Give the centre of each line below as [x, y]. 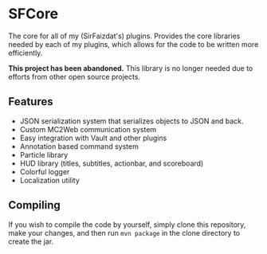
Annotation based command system [79, 146]
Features [31, 102]
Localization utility [49, 180]
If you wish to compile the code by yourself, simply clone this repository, [127, 225]
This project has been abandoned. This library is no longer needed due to [131, 68]
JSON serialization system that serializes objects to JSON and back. [132, 121]
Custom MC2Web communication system [88, 129]
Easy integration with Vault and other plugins [93, 138]
